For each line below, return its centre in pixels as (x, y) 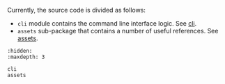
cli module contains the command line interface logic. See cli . (107, 23)
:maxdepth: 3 (26, 57)
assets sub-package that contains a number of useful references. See (118, 31)
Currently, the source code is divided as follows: (77, 10)
